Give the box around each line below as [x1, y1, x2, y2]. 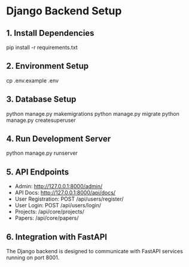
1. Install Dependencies [6, 28, 94, 38]
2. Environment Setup [6, 61, 89, 71]
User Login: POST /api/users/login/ [14, 202, 102, 209]
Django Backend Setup [6, 4, 122, 18]
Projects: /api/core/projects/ [14, 208, 85, 216]
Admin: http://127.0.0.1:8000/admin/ [14, 183, 103, 190]
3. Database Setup [6, 94, 77, 105]
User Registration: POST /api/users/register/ [14, 195, 124, 202]
